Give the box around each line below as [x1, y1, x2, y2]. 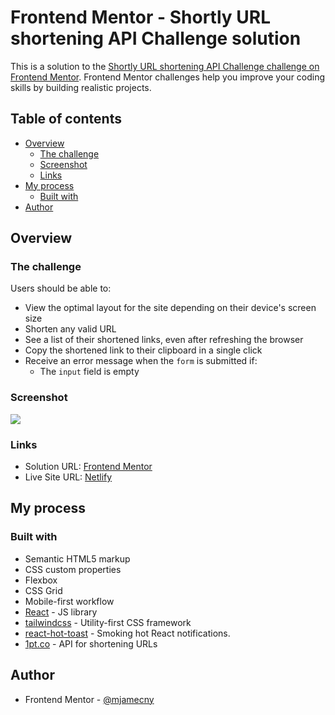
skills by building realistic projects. [10, 81, 152, 93]
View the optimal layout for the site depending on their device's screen [24, 302, 317, 314]
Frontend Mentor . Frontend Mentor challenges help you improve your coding [10, 71, 326, 83]
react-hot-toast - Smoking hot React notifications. [24, 627, 231, 639]
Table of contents [10, 111, 122, 128]
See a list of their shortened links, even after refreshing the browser [24, 334, 304, 346]
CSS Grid [24, 584, 63, 596]
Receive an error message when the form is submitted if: [24, 355, 258, 367]
